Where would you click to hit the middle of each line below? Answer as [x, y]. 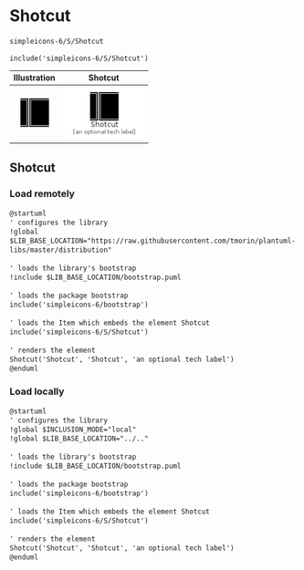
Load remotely [42, 193]
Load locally [37, 391]
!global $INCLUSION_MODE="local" [73, 430]
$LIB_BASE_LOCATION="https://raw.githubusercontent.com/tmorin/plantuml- [153, 241]
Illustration [35, 78]
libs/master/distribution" [61, 250]
